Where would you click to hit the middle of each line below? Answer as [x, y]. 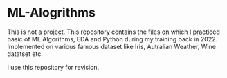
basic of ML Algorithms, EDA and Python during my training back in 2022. [112, 39]
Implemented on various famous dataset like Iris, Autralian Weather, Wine [112, 46]
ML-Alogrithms [51, 13]
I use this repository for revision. [53, 67]
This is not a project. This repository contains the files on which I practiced [113, 32]
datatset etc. [25, 54]
